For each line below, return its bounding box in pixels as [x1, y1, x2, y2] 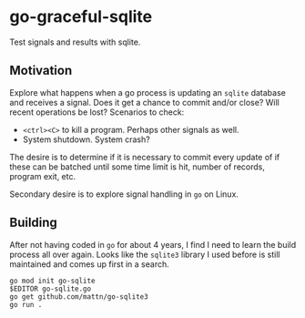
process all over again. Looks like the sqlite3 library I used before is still [9, 249, 280, 260]
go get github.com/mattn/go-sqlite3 [9, 292, 148, 302]
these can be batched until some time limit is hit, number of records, [9, 161, 266, 172]
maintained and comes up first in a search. [9, 258, 170, 270]
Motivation [9, 63, 73, 78]
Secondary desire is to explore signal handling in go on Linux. [9, 189, 239, 200]
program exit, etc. [9, 170, 76, 181]
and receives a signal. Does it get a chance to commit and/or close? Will [9, 97, 280, 108]
